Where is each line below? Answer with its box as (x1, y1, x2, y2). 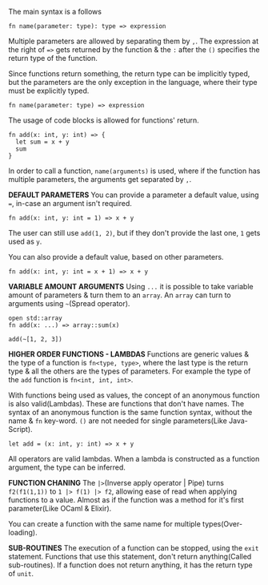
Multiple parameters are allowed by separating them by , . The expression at (8, 36, 259, 46)
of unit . (8, 569, 34, 578)
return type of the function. (8, 54, 98, 63)
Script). (8, 425, 34, 434)
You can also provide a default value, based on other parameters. (8, 252, 224, 261)
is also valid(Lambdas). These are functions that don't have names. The (8, 399, 245, 408)
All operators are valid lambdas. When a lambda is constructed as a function (8, 454, 260, 463)
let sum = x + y (15, 138, 70, 146)
